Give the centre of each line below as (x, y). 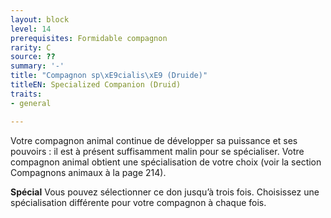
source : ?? (33, 57)
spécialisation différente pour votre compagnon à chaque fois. (138, 202)
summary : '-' (37, 66)
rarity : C (31, 47)
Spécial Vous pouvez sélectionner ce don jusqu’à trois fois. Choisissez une (165, 192)
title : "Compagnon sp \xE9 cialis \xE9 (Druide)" (109, 76)
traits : (26, 94)
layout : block (40, 19)
